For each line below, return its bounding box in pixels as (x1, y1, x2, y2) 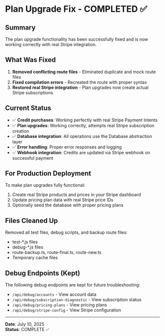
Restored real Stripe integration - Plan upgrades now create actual (12, 84, 149, 90)
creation (12, 128, 29, 134)
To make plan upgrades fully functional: (5, 182, 85, 188)
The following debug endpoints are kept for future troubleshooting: (5, 282, 140, 288)
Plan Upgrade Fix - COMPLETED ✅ (5, 3, 147, 15)
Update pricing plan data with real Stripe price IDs (12, 197, 114, 203)
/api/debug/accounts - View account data (12, 291, 97, 298)
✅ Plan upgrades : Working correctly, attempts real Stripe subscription (12, 122, 155, 128)
